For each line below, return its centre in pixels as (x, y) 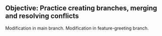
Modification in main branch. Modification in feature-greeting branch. (77, 28)
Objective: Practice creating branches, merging (81, 8)
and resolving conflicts (42, 16)
